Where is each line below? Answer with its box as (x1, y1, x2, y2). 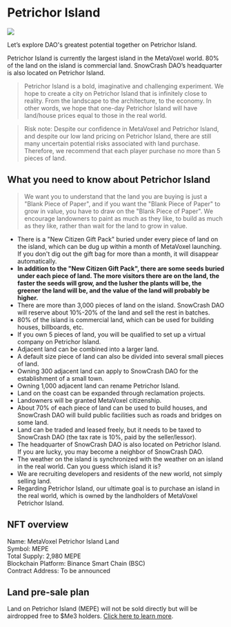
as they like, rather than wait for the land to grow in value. (23, 221, 188, 230)
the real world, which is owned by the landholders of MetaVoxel (17, 491, 198, 499)
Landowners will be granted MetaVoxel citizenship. (17, 396, 162, 404)
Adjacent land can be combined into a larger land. (17, 345, 159, 353)
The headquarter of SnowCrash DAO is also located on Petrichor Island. (17, 440, 221, 448)
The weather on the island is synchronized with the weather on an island (17, 455, 223, 463)
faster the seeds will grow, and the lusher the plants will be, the (17, 279, 202, 287)
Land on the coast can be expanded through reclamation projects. (17, 388, 205, 397)
